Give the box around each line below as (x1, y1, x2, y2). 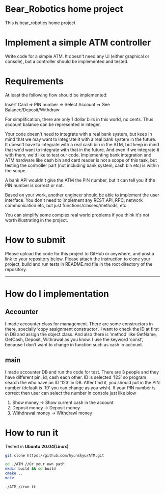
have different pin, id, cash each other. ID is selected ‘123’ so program (5, 374, 146, 380)
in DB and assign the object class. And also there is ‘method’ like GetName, (5, 331, 157, 337)
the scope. (5, 167, 27, 173)
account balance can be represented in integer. (5, 122, 101, 127)
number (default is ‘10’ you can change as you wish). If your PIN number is (5, 385, 156, 391)
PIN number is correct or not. (5, 182, 64, 188)
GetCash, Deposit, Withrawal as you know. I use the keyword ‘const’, (5, 336, 143, 342)
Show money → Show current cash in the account (12, 400, 114, 405)
